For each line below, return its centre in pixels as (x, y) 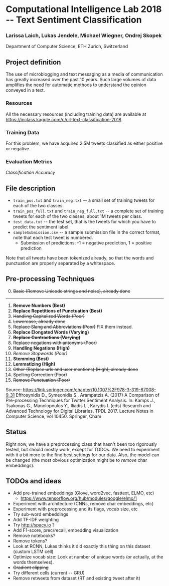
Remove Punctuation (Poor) (41, 380)
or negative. (18, 148)
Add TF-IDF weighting (36, 520)
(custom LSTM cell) (33, 551)
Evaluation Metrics (29, 161)
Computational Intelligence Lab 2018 (84, 9)
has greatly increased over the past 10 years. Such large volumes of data (81, 80)
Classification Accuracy (31, 173)
